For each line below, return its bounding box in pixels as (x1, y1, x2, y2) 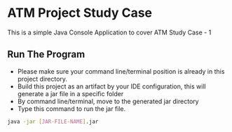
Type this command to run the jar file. (17, 104, 126, 113)
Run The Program (7, 48, 86, 60)
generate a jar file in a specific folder (17, 89, 124, 98)
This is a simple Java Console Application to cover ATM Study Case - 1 (7, 28, 212, 37)
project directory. (17, 74, 68, 83)
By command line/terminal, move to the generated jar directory (17, 97, 199, 105)
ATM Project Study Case (7, 5, 153, 21)
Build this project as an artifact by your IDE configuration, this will (17, 82, 206, 91)
